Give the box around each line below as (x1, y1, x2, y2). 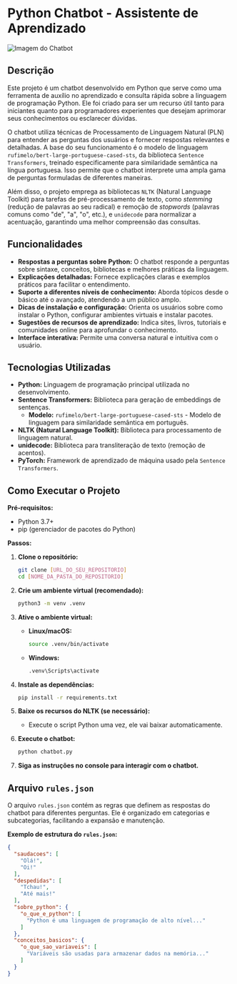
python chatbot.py (17, 748, 73, 755)
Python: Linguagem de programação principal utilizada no (17, 380, 191, 389)
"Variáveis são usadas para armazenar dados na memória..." (26, 950, 209, 958)
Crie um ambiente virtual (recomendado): (17, 586, 144, 595)
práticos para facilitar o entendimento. (17, 280, 131, 289)
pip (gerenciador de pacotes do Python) (17, 525, 136, 534)
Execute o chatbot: (17, 735, 76, 743)
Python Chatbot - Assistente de (7, 5, 198, 21)
